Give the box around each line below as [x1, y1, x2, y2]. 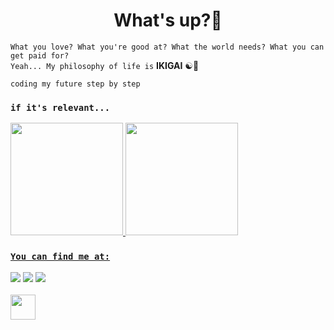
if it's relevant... [10, 102, 111, 113]
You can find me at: [10, 251, 111, 263]
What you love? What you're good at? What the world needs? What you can [10, 42, 325, 52]
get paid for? [10, 50, 70, 61]
